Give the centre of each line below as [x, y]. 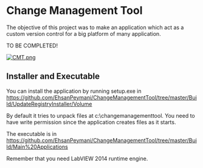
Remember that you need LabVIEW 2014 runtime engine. [77, 158]
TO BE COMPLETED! [32, 45]
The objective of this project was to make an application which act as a [95, 27]
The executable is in [31, 133]
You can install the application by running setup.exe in [74, 91]
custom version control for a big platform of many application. [84, 33]
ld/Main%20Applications [37, 147]
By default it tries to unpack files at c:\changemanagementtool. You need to [101, 115]
